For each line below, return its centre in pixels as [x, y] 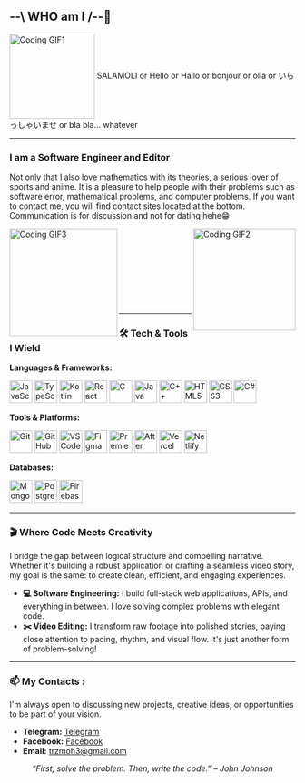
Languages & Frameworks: [61, 367]
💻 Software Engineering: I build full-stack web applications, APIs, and [155, 593]
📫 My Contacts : [47, 681]
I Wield [25, 348]
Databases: [32, 467]
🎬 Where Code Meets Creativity [81, 533]
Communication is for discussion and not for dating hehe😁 [120, 216]
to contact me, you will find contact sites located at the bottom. [128, 206]
